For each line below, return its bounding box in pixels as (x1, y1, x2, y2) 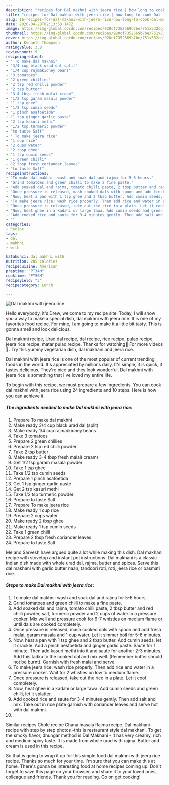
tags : (6, 231, 17, 236)
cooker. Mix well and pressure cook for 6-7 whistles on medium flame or (13, 616, 163, 622)
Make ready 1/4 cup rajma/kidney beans (13, 428, 96, 434)
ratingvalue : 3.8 (6, 45, 42, 50)
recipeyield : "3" (6, 278, 42, 283)
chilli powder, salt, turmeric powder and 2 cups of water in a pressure (13, 611, 157, 617)
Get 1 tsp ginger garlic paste (13, 481, 72, 487)
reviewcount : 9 (6, 49, 38, 54)
